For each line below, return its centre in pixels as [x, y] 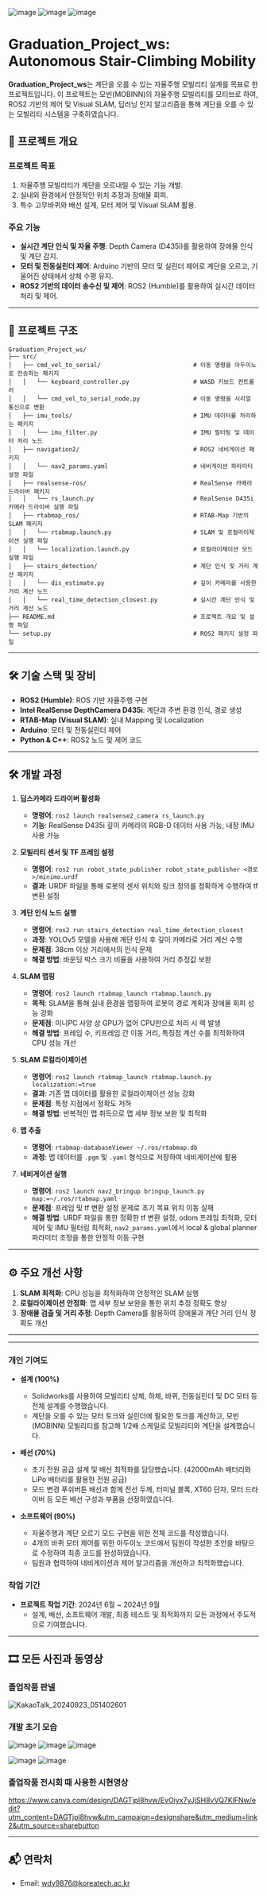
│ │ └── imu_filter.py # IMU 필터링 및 [124, 432]
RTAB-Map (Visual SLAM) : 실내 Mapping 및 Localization [112, 720]
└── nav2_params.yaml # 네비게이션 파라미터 [145, 466]
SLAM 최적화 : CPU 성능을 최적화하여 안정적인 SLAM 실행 [109, 1293]
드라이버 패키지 [29, 491]
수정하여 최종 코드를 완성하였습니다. [95, 1553]
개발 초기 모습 [33, 1727]
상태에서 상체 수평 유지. [77, 276]
